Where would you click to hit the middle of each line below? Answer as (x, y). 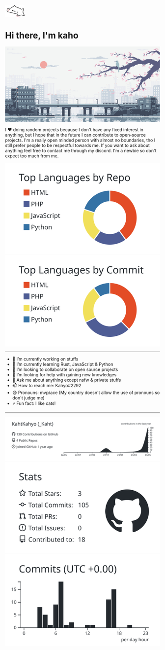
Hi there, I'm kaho (42, 36)
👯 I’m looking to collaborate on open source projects (65, 369)
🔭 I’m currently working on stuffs (45, 359)
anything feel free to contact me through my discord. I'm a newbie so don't (81, 151)
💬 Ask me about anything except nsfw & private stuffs (67, 380)
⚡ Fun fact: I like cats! (34, 403)
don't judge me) (28, 398)
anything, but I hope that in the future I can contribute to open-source (75, 135)
